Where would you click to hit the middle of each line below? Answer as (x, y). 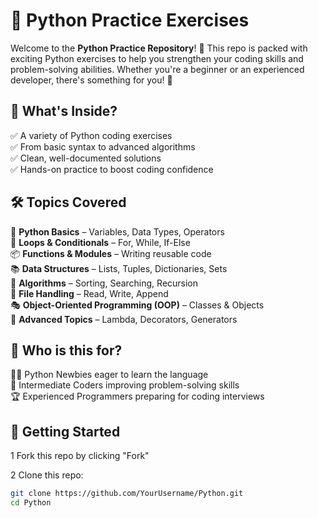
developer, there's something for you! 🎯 (91, 80)
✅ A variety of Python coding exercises (91, 135)
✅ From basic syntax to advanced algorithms (103, 146)
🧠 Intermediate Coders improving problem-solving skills (125, 385)
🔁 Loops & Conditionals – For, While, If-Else (100, 242)
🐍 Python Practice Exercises (130, 20)
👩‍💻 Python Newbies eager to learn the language (109, 375)
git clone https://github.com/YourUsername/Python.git (127, 494)
